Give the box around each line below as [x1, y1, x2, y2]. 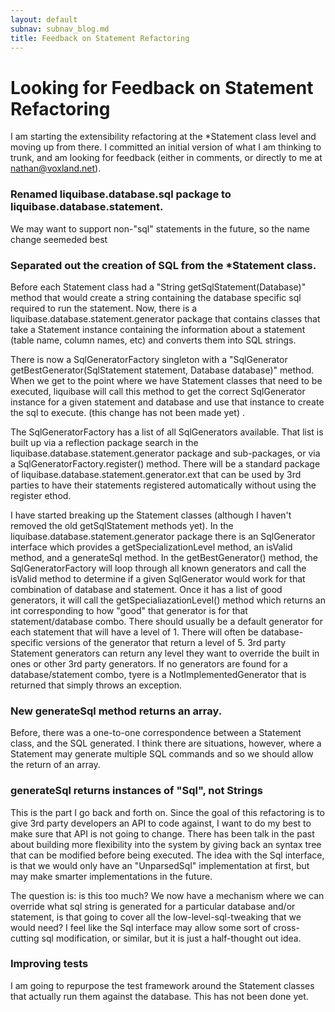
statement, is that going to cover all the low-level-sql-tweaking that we [10, 911, 302, 923]
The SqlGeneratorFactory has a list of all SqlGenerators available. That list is [10, 426, 324, 438]
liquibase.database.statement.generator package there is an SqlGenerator [10, 530, 316, 542]
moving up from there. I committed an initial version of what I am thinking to [10, 141, 322, 153]
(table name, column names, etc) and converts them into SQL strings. [10, 334, 297, 346]
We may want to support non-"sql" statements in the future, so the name [10, 222, 310, 235]
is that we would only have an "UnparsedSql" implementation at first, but [10, 859, 310, 871]
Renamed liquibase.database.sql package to [10, 187, 232, 201]
